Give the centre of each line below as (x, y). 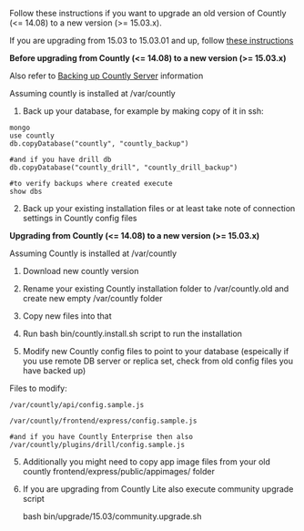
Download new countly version (81, 271)
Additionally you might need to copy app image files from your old (147, 462)
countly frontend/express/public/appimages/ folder (119, 471)
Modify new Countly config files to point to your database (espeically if (156, 351)
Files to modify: (39, 388)
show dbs (26, 191)
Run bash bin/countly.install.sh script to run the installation (132, 333)
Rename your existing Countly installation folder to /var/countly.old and (156, 289)
